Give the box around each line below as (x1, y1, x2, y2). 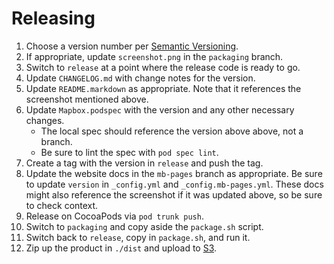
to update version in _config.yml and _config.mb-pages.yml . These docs (25, 178, 324, 190)
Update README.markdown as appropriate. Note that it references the (25, 82, 302, 94)
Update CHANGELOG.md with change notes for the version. (25, 72, 256, 84)
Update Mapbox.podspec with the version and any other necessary (25, 103, 295, 116)
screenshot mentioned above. (25, 93, 149, 105)
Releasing (11, 7, 96, 30)
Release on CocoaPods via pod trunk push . (25, 210, 204, 222)
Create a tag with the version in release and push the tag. (25, 157, 264, 169)
